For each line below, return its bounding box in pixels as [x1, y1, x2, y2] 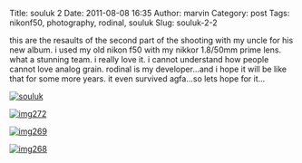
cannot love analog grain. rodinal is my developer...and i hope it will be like [9, 63, 287, 74]
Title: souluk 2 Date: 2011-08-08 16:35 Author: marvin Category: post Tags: [9, 8, 290, 18]
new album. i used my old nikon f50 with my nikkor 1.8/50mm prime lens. [9, 44, 282, 55]
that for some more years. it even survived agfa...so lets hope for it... [9, 73, 266, 84]
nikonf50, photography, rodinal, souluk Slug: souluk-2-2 [9, 17, 218, 28]
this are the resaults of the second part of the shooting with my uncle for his [9, 35, 294, 45]
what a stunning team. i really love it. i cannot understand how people [9, 54, 269, 64]
